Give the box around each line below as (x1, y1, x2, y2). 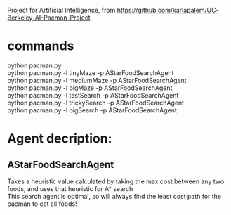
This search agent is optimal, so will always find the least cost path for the (7, 192, 222, 200)
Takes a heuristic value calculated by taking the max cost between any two (7, 177, 225, 185)
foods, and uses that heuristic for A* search (7, 184, 133, 193)
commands (7, 38, 74, 54)
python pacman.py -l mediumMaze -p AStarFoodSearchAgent (7, 76, 187, 84)
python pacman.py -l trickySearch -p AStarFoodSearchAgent (7, 98, 185, 107)
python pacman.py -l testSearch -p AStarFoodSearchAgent (7, 91, 179, 99)
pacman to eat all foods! (7, 200, 77, 208)
